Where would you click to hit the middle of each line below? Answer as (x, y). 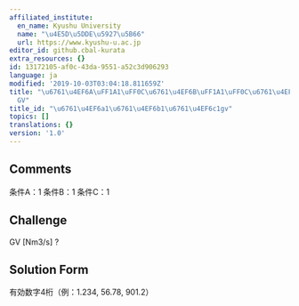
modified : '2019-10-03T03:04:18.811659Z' (87, 84)
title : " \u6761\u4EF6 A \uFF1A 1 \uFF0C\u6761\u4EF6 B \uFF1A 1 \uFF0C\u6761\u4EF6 (153, 92)
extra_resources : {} (48, 59)
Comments (40, 169)
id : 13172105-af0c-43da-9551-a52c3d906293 (89, 68)
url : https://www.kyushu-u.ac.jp (79, 42)
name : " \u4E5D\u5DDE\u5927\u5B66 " (81, 34)
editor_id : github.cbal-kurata (67, 51)
